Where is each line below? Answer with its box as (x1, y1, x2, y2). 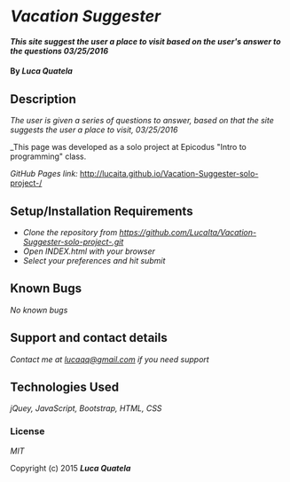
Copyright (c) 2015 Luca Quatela (10, 462, 131, 473)
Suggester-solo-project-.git (22, 237, 124, 247)
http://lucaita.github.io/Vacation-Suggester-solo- (79, 169, 259, 179)
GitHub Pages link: (10, 169, 78, 179)
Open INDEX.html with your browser (22, 246, 156, 257)
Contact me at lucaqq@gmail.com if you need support (10, 353, 209, 365)
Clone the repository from (22, 227, 118, 237)
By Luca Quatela (10, 66, 74, 76)
